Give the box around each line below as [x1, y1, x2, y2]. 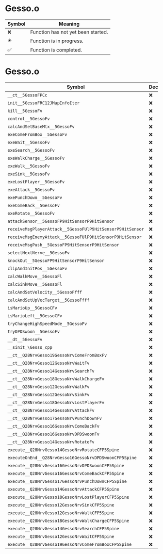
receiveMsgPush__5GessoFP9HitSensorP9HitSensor [7, 242, 120, 247]
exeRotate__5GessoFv [7, 211, 55, 216]
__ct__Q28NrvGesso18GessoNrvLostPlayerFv [7, 400, 105, 405]
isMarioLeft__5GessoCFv [7, 313, 63, 318]
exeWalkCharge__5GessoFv [7, 155, 65, 161]
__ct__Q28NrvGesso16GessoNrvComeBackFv [7, 423, 99, 429]
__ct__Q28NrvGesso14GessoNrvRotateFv [7, 439, 95, 444]
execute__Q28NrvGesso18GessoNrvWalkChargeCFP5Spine [7, 518, 130, 523]
